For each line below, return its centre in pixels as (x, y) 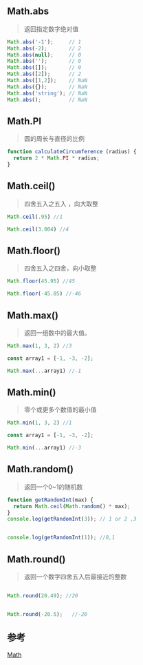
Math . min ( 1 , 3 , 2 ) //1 (40, 423)
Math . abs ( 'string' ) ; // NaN (47, 93)
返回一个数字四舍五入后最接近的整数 (75, 577)
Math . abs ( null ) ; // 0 (44, 55)
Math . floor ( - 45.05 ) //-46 (44, 294)
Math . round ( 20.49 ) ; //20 (43, 596)
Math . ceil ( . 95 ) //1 (35, 217)
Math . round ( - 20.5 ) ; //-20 (47, 614)
